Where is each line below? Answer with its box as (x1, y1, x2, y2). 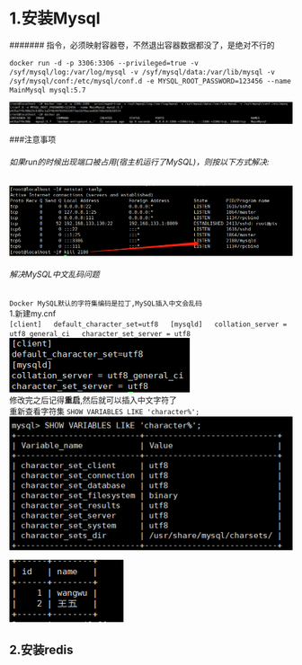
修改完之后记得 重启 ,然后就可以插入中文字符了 (9, 395, 178, 405)
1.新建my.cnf (9, 307, 57, 319)
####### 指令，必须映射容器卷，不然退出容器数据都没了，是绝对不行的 (9, 40, 275, 50)
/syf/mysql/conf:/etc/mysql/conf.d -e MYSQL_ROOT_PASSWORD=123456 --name (9, 76, 292, 85)
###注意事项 (9, 134, 57, 145)
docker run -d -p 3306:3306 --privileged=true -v (9, 58, 200, 67)
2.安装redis (9, 642, 74, 657)
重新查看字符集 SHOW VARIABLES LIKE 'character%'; (9, 405, 200, 416)
